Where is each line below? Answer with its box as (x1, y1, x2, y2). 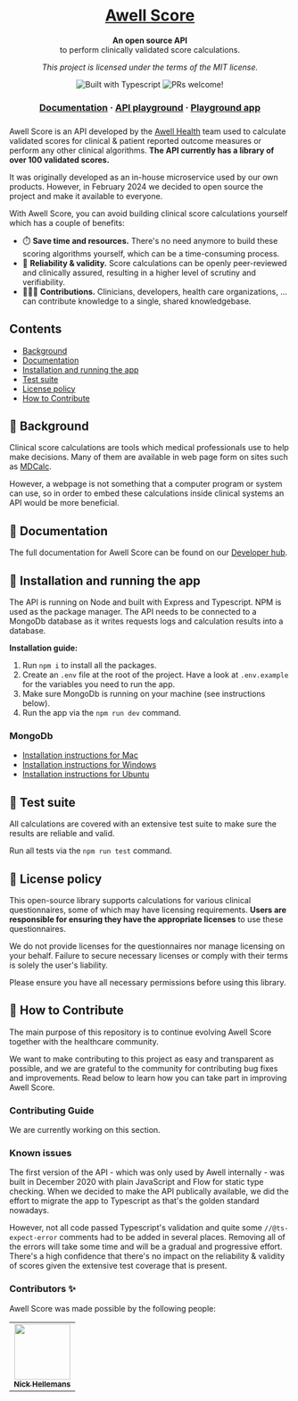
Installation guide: (9, 642, 79, 653)
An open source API (112, 35, 188, 46)
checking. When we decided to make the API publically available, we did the (9, 1186, 289, 1197)
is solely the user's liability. (9, 960, 109, 970)
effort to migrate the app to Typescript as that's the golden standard (9, 1195, 260, 1206)
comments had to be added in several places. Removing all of (59, 1232, 286, 1243)
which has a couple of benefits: (9, 217, 125, 228)
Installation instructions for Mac (21, 750, 138, 760)
